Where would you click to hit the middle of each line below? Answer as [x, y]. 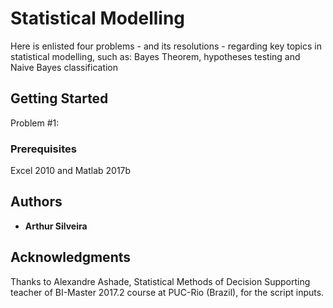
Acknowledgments [71, 257]
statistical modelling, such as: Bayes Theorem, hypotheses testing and [155, 56]
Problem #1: [35, 123]
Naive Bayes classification [64, 67]
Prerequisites [43, 149]
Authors [36, 202]
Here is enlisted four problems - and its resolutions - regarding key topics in [166, 46]
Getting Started [59, 98]
